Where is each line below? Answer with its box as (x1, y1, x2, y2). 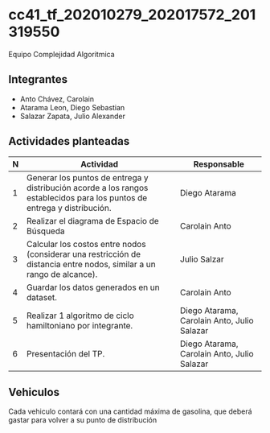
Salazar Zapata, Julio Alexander (19, 111, 126, 121)
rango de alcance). (27, 268, 98, 279)
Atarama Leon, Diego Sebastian (19, 102, 125, 112)
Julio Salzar (179, 254, 224, 265)
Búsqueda (27, 225, 65, 237)
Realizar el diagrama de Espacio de (27, 215, 159, 226)
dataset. (27, 291, 58, 303)
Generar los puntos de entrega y (27, 171, 149, 183)
